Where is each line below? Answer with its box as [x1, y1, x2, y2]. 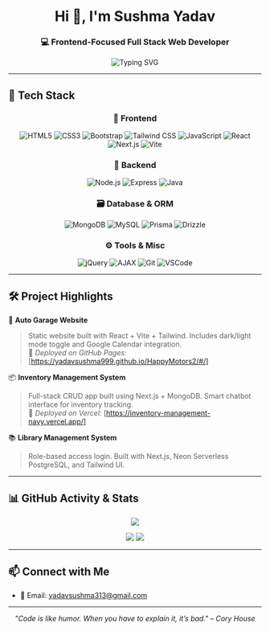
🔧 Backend [113, 160, 157, 171]
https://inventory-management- [105, 408, 211, 417]
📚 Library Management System [8, 432, 117, 442]
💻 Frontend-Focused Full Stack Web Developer [40, 36, 230, 47]
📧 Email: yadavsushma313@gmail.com [19, 590, 148, 600]
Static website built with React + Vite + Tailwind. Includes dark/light [27, 330, 252, 340]
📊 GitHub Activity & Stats [8, 492, 139, 506]
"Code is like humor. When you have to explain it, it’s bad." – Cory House [14, 613, 256, 623]
